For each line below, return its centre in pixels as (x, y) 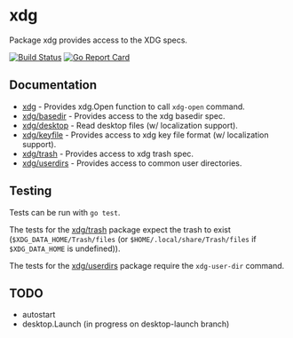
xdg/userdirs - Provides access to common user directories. (132, 163)
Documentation (53, 85)
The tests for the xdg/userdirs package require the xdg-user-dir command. (147, 265)
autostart (39, 315)
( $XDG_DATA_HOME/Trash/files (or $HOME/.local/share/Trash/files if (133, 239)
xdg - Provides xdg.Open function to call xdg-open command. (134, 106)
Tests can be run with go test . (65, 212)
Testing (31, 191)
